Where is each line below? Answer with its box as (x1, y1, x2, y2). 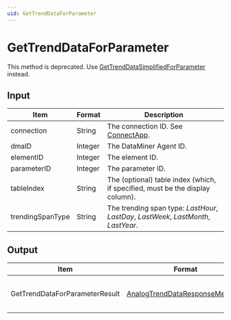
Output (7, 244, 38, 255)
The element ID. (107, 153, 159, 162)
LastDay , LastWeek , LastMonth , (107, 212, 211, 222)
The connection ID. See (107, 122, 184, 131)
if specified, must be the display (107, 184, 210, 193)
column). (107, 192, 136, 202)
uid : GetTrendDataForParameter (7, 10, 97, 17)
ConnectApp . (107, 130, 150, 140)
